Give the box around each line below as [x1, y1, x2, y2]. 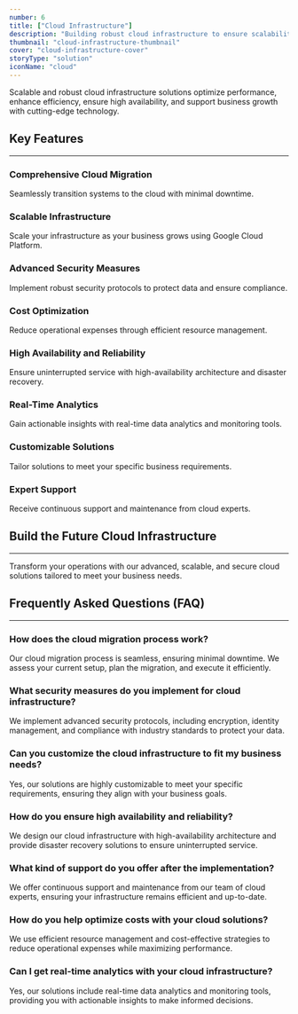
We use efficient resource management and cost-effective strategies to [9, 933, 271, 945]
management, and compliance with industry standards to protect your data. [9, 725, 286, 736]
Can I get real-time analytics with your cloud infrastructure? [9, 965, 273, 978]
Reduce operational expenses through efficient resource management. [9, 325, 268, 335]
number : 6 [9, 12, 46, 22]
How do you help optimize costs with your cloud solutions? [9, 914, 269, 926]
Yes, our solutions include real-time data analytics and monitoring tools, [9, 986, 271, 996]
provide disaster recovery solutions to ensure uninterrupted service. [9, 839, 258, 850]
